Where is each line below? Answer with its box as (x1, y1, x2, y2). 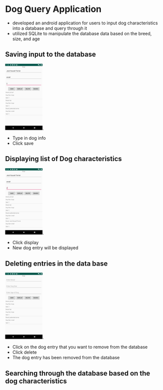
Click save (12, 140, 34, 146)
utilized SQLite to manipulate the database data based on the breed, (12, 30, 152, 36)
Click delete (12, 349, 37, 355)
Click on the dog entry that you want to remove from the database (12, 344, 148, 350)
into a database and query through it (12, 25, 87, 31)
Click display (12, 240, 39, 246)
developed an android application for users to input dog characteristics (12, 20, 158, 26)
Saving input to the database (5, 50, 96, 59)
